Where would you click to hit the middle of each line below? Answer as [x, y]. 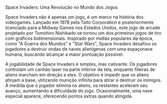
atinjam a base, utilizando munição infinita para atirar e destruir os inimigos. [83, 80]
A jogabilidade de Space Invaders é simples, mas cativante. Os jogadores [81, 64]
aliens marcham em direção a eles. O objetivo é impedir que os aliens [77, 75]
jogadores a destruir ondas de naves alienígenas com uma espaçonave [79, 49]
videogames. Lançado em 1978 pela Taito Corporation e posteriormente [80, 22]
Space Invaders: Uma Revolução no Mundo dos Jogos [62, 7]
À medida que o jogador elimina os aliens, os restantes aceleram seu [76, 85]
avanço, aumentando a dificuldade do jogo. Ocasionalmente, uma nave [79, 91]
